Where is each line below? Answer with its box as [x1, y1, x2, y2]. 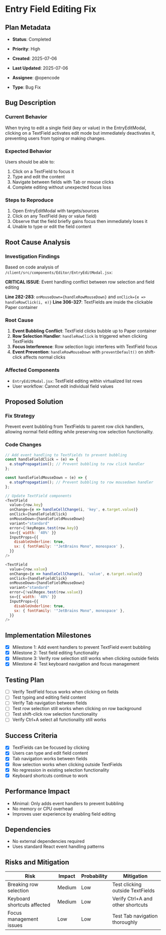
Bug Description [5, 99, 56, 107]
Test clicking [112, 881, 142, 888]
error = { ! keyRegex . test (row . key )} [9, 525, 79, 530]
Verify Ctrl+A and [112, 895, 153, 902]
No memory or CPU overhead [12, 806, 73, 812]
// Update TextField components [5, 493, 72, 498]
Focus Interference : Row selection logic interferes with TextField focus [12, 344, 158, 350]
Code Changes [5, 441, 42, 448]
